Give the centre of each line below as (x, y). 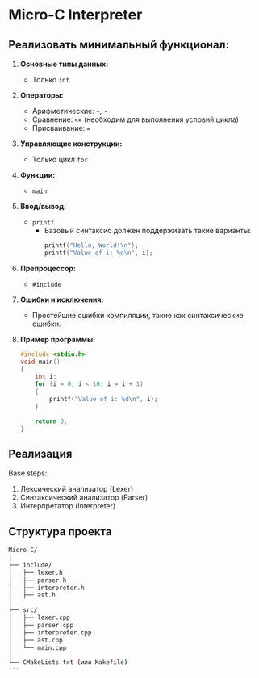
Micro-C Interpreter (75, 15)
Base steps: (28, 473)
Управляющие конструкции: (71, 144)
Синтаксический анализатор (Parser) (84, 497)
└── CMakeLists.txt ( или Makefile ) (68, 663)
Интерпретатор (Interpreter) (68, 506)
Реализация (40, 454)
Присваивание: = (61, 128)
